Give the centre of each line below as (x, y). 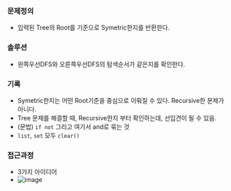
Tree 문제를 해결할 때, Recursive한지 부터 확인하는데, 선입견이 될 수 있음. (117, 118)
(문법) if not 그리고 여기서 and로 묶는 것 (73, 127)
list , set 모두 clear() (49, 135)
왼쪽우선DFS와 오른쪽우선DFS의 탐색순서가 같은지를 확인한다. (101, 64)
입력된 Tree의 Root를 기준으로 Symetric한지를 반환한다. (94, 28)
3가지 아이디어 (37, 172)
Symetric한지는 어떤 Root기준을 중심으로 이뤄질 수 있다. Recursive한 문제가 (121, 100)
